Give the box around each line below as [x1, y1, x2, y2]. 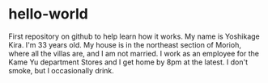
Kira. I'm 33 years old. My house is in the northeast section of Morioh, [8, 39, 241, 49]
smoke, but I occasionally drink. [8, 65, 115, 75]
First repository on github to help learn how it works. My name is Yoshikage [8, 31, 261, 41]
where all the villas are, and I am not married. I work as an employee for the [8, 48, 259, 58]
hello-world [8, 5, 89, 23]
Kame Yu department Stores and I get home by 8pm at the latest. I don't [8, 57, 249, 67]
